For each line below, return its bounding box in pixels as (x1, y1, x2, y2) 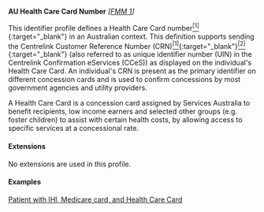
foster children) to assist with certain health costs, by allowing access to (8, 115, 243, 125)
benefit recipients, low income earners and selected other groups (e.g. (8, 106, 238, 117)
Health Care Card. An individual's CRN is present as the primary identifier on (8, 66, 256, 76)
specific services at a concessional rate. (8, 124, 139, 133)
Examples (8, 177, 42, 187)
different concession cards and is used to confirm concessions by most (8, 75, 241, 84)
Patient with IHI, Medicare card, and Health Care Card (8, 195, 183, 204)
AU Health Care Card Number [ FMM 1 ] (8, 7, 135, 16)
